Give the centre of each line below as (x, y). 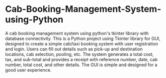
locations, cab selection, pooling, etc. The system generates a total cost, (80, 54)
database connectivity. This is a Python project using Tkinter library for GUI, (83, 39)
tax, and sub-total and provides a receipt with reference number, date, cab (82, 59)
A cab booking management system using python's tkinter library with (77, 33)
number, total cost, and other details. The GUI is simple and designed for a (81, 65)
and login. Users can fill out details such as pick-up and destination (74, 49)
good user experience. (28, 70)
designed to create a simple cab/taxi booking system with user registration (82, 43)
